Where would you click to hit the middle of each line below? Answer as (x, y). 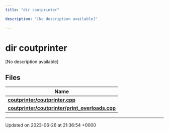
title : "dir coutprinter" (32, 10)
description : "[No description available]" (52, 19)
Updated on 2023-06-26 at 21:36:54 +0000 (51, 125)
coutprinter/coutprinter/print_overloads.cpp (62, 108)
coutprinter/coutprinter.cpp (42, 100)
